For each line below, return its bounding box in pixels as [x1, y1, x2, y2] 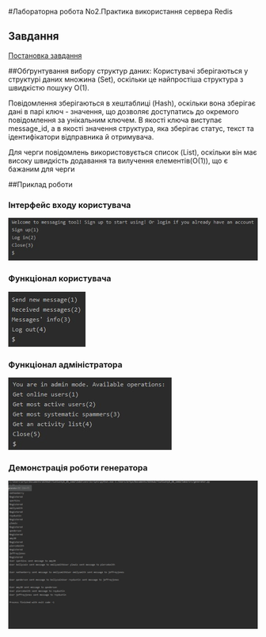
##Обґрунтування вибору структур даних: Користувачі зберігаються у [8, 66, 249, 75]
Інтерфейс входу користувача [8, 199, 131, 210]
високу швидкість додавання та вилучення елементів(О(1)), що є [8, 155, 228, 165]
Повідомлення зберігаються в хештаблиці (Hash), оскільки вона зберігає [8, 98, 256, 108]
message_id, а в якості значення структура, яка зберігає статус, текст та [8, 123, 255, 133]
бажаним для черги [8, 164, 75, 174]
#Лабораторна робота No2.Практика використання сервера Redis [8, 7, 234, 16]
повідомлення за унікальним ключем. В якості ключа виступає [8, 115, 222, 125]
